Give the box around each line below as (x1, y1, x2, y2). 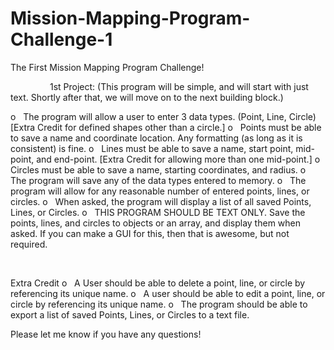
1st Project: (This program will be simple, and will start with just (49, 80, 309, 92)
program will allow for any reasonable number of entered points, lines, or (10, 185, 310, 197)
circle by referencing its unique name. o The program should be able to (10, 298, 308, 310)
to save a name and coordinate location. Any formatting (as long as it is (10, 132, 303, 144)
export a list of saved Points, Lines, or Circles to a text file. (10, 308, 250, 321)
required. (10, 238, 48, 250)
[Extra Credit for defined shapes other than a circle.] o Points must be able (10, 121, 322, 133)
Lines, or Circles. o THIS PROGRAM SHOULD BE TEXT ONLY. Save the (10, 206, 306, 218)
